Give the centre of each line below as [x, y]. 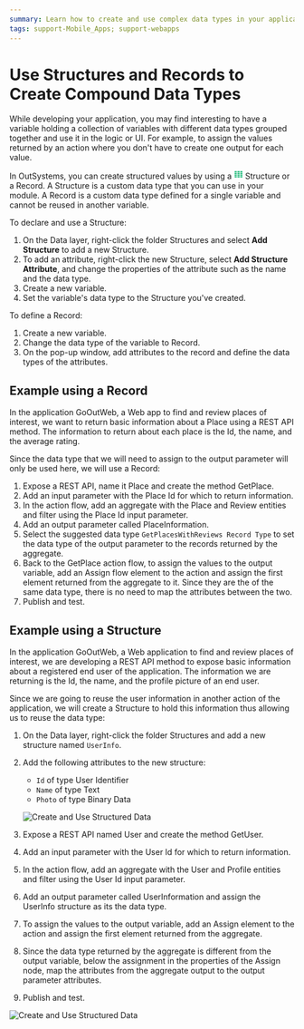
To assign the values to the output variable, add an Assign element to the [158, 924]
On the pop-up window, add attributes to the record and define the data [156, 353]
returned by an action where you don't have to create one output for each [147, 148]
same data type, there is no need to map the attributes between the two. [157, 592]
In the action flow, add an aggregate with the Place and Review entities [154, 505]
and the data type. [57, 279]
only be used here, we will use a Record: [85, 469]
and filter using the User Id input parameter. [104, 879]
